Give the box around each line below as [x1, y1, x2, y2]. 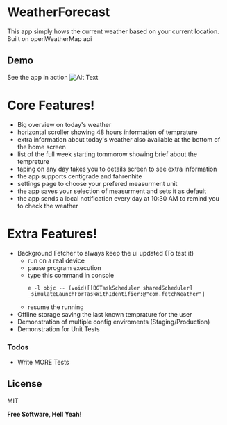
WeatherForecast [7, 4, 110, 20]
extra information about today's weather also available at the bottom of [17, 135, 221, 143]
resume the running [27, 303, 85, 311]
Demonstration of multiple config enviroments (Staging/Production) [17, 317, 210, 326]
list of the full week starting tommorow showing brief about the [17, 150, 198, 158]
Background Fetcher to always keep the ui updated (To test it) [17, 249, 194, 257]
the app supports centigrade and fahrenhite [17, 172, 142, 181]
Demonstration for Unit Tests [17, 324, 100, 333]
